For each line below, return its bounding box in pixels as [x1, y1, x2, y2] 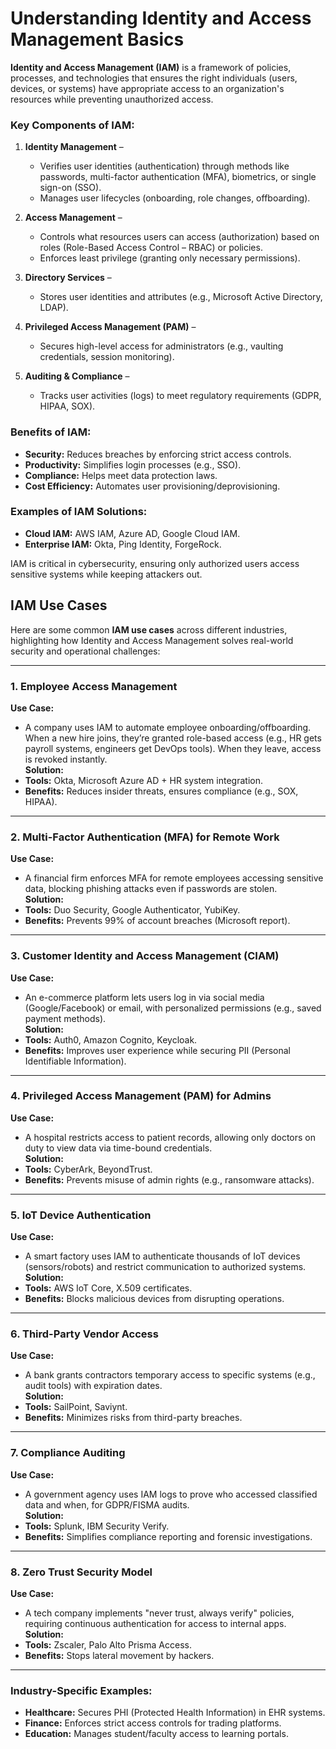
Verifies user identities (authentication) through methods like [39, 160, 290, 172]
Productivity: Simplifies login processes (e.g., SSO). [24, 458, 242, 471]
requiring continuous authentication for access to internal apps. [24, 1618, 287, 1630]
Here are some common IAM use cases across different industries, [10, 623, 288, 636]
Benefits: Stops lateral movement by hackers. [24, 1650, 215, 1662]
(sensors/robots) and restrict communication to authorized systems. [24, 1261, 307, 1273]
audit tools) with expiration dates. [24, 1380, 163, 1392]
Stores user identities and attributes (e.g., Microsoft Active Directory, [39, 291, 323, 303]
